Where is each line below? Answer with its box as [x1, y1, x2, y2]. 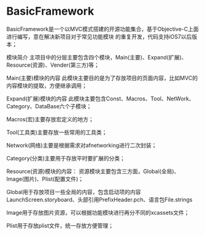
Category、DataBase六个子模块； [6, 102, 92, 110]
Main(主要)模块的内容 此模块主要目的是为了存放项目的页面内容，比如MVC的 [6, 74, 198, 81]
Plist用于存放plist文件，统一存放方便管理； [6, 222, 114, 229]
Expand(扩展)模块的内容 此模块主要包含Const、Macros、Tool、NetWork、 [6, 95, 195, 102]
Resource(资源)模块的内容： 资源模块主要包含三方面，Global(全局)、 [6, 167, 180, 175]
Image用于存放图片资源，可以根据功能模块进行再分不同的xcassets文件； [6, 209, 190, 216]
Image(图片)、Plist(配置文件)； [6, 175, 84, 182]
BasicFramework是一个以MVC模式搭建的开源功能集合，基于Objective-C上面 [6, 25, 199, 32]
